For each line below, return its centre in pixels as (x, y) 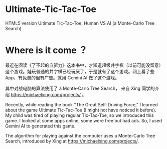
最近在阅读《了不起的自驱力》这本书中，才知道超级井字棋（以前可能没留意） (84, 65)
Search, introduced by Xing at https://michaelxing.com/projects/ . (72, 141)
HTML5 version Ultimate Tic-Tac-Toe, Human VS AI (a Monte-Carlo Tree (80, 23)
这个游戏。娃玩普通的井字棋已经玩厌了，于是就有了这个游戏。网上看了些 (80, 71)
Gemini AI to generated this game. (40, 126)
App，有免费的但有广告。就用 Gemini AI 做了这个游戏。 (62, 78)
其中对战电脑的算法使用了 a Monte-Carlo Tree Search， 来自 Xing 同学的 (80, 88)
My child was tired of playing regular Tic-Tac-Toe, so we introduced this (79, 115)
